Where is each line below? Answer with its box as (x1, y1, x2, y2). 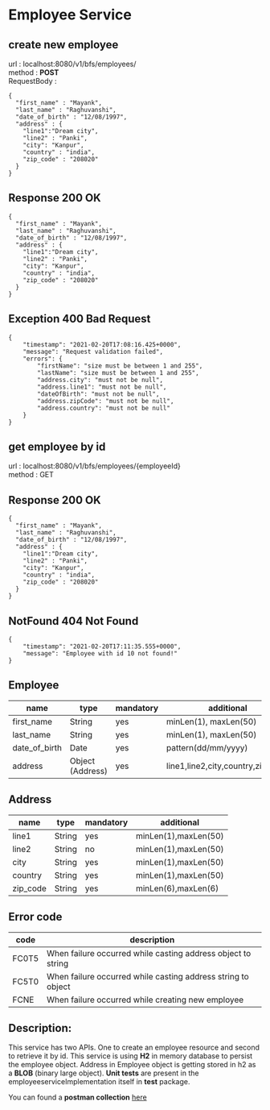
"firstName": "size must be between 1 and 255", (37, 361, 203, 370)
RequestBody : (8, 77, 57, 85)
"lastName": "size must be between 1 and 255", (37, 368, 199, 376)
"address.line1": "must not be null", (37, 383, 167, 391)
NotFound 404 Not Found (8, 614, 139, 628)
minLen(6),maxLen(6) (135, 883, 219, 894)
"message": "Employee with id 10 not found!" (22, 650, 178, 658)
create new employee (8, 38, 119, 52)
